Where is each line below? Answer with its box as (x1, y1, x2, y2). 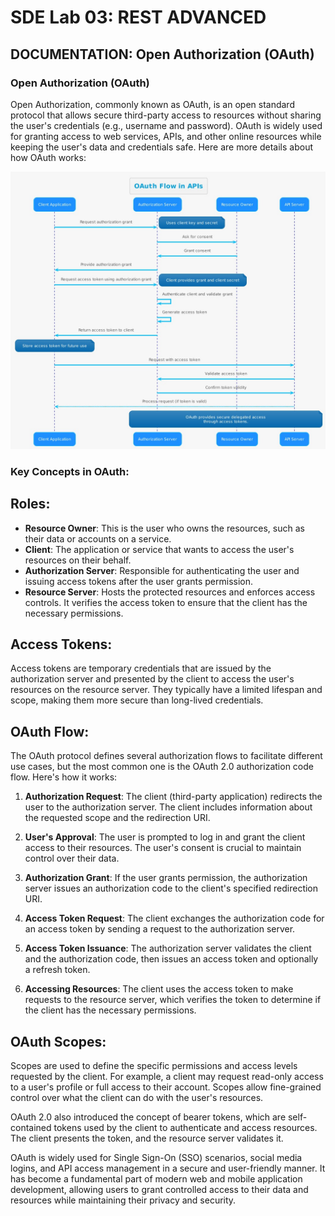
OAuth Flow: (10, 723, 90, 740)
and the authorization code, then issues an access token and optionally (24, 953, 319, 965)
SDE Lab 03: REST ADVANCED (10, 6, 267, 29)
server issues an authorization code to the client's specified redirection (24, 882, 319, 895)
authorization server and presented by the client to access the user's (10, 673, 295, 685)
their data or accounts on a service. (24, 532, 172, 545)
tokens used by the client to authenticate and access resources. (53, 1122, 318, 1133)
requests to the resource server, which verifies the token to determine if (24, 994, 322, 1006)
